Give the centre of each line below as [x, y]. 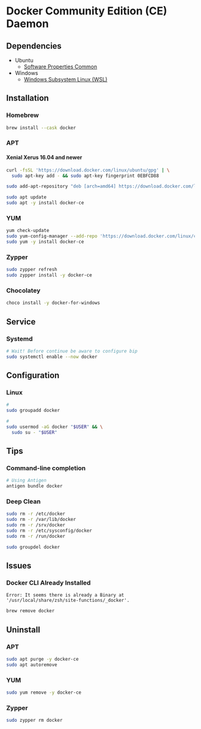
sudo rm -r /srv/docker [36, 525]
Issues [19, 566]
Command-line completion [46, 468]
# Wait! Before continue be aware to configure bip [72, 351]
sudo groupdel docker [33, 547]
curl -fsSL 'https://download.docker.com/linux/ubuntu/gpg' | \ [88, 170]
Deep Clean [23, 502]
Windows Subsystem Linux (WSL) [66, 79]
